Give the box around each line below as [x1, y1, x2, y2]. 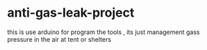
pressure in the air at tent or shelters [7, 35, 112, 43]
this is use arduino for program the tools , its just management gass [7, 28, 200, 36]
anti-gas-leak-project [7, 5, 135, 21]
